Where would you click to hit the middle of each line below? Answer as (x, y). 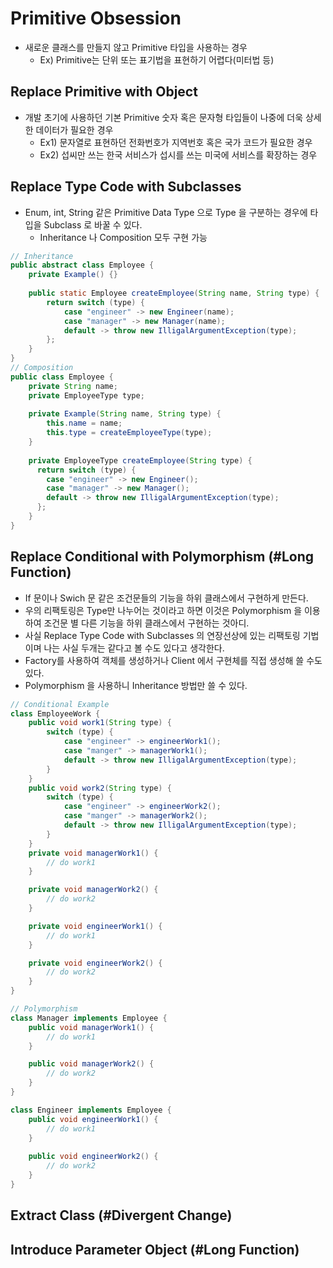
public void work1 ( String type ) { (100, 723)
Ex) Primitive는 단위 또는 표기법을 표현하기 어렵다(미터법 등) (157, 59)
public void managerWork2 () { (91, 1064)
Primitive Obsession (96, 18)
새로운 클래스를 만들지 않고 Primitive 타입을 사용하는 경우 (136, 47)
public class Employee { (62, 377)
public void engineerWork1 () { (93, 1119)
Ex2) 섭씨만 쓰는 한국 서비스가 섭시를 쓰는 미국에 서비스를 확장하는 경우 (178, 154)
